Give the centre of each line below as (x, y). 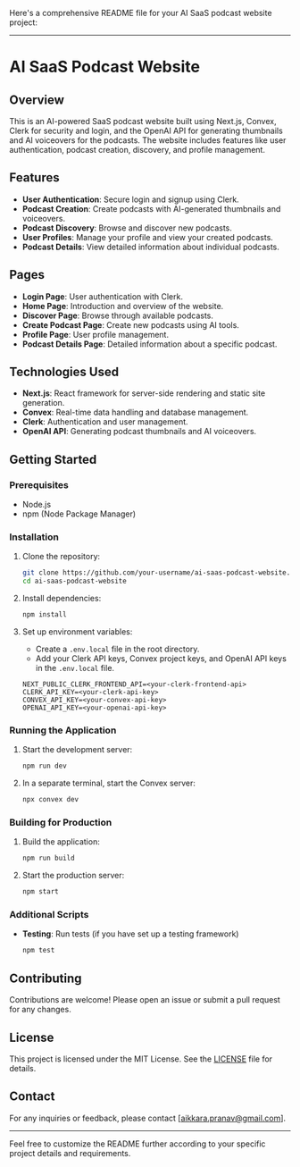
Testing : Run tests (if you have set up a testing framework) (130, 934)
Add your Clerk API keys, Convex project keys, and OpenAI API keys (161, 659)
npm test (38, 951)
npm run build (48, 858)
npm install (44, 615)
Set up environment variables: (77, 632)
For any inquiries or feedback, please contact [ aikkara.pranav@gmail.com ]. (148, 1118)
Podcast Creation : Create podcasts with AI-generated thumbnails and (151, 208)
